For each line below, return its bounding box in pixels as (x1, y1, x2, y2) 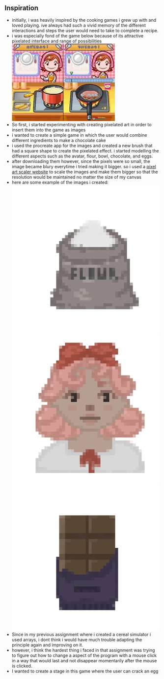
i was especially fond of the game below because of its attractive (11, 33, 143, 38)
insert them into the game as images (11, 127, 86, 133)
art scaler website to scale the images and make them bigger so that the (11, 169, 158, 175)
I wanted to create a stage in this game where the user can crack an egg (11, 668, 159, 674)
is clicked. (11, 663, 32, 669)
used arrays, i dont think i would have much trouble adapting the (11, 637, 142, 643)
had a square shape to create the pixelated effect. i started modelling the (11, 148, 159, 153)
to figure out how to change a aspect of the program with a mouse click (11, 652, 157, 658)
